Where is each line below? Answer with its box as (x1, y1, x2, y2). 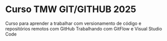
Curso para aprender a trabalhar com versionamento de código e (5, 20, 142, 26)
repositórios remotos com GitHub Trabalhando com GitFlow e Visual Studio (5, 25, 162, 31)
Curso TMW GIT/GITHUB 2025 (5, 4, 137, 15)
